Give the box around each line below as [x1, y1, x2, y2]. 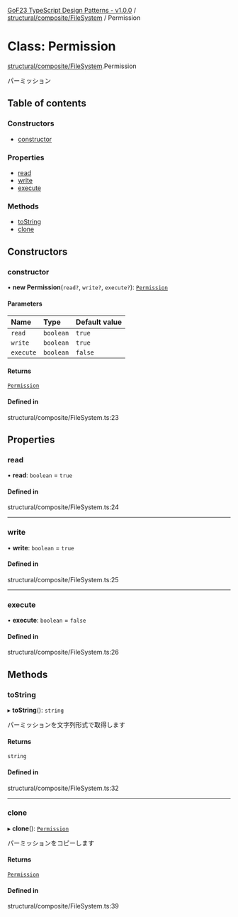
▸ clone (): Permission [7, 824, 69, 833]
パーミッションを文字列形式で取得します [7, 721, 125, 729]
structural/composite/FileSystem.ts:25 [7, 575, 119, 584]
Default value [75, 317, 123, 327]
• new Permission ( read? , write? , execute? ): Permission [7, 283, 169, 291]
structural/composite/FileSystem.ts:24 [7, 503, 119, 511]
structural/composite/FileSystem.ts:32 [7, 784, 119, 792]
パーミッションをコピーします [7, 838, 94, 847]
